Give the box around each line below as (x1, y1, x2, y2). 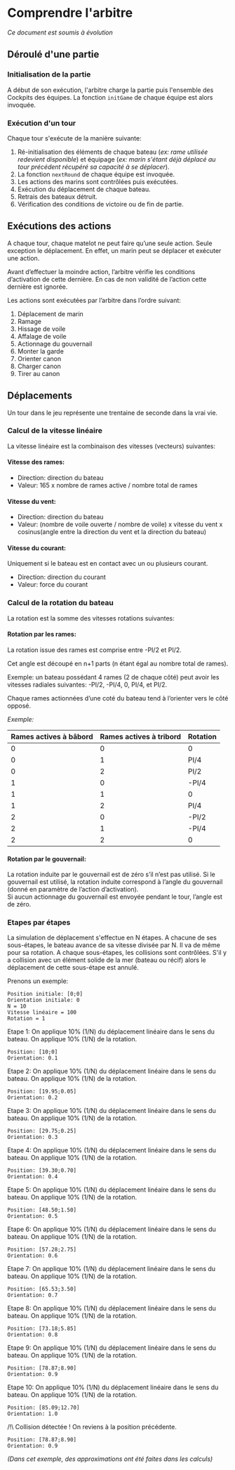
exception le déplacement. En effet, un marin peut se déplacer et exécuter (7, 246, 222, 254)
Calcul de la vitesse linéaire (7, 426, 103, 436)
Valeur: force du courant (17, 580, 88, 589)
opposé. (7, 701, 32, 710)
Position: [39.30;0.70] (7, 1167, 77, 1174)
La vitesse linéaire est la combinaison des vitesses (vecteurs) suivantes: (7, 441, 216, 450)
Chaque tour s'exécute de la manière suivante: (7, 134, 142, 142)
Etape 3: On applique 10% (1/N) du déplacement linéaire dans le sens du (7, 1107, 216, 1115)
